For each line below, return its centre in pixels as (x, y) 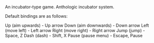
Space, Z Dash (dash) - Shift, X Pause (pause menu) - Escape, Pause (74, 36)
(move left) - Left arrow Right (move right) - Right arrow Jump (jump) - (75, 30)
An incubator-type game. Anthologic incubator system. (60, 7)
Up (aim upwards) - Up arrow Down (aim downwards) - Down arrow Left (77, 25)
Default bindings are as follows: (36, 16)
